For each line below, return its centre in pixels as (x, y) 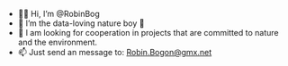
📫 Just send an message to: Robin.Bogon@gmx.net (115, 52)
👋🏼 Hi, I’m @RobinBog (59, 14)
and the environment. (57, 42)
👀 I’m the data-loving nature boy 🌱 (81, 23)
